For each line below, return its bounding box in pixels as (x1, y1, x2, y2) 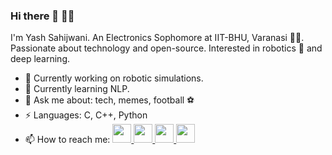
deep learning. (10, 53, 70, 65)
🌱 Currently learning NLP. (24, 83, 130, 95)
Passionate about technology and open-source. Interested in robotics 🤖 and (10, 42, 323, 54)
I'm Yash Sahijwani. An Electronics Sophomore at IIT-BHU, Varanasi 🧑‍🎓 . (10, 32, 305, 44)
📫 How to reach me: (24, 134, 111, 146)
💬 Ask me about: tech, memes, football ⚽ (24, 94, 195, 106)
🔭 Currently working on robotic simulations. (24, 72, 204, 84)
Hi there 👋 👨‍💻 (10, 9, 75, 23)
